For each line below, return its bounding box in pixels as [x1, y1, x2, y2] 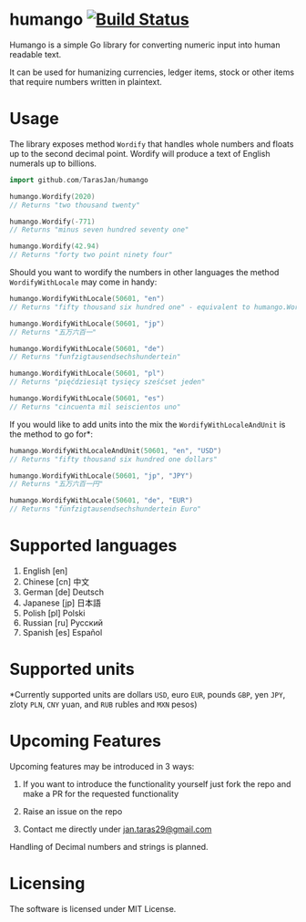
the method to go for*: [9, 429, 94, 440]
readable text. [9, 48, 62, 59]
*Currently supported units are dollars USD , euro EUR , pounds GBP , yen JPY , [9, 689, 286, 699]
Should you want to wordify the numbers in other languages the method [9, 267, 280, 277]
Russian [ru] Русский [22, 616, 103, 628]
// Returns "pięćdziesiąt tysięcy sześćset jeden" [9, 378, 206, 387]
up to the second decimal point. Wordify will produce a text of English [9, 148, 270, 159]
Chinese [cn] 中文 [22, 575, 89, 587]
